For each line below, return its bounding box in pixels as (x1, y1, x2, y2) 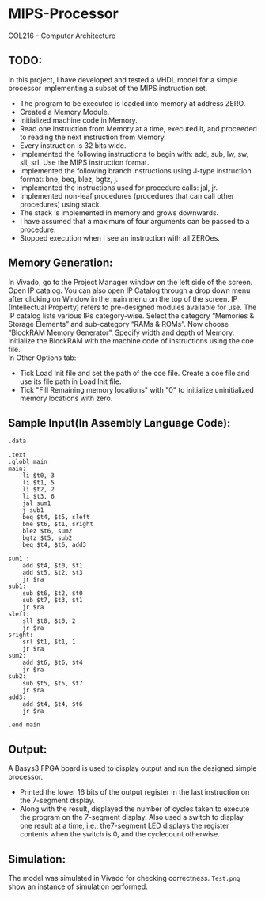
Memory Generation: (8, 256, 113, 270)
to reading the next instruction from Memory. (19, 132, 166, 142)
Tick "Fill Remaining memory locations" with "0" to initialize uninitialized (19, 385, 255, 394)
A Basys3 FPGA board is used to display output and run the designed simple (8, 764, 257, 773)
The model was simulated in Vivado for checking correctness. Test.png (8, 874, 240, 882)
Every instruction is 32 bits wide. (19, 140, 127, 150)
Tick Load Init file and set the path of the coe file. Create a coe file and (19, 368, 250, 377)
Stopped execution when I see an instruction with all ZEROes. (19, 233, 220, 242)
